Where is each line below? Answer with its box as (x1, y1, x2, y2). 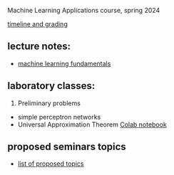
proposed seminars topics (7, 141, 126, 153)
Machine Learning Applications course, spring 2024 (7, 6, 160, 14)
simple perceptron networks (17, 112, 101, 121)
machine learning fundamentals (17, 59, 111, 68)
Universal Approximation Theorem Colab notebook (17, 120, 168, 129)
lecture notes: (7, 41, 71, 53)
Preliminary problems (17, 99, 81, 107)
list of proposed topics (17, 159, 84, 168)
